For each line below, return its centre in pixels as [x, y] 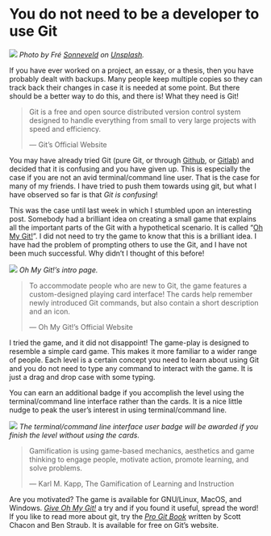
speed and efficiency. [65, 129]
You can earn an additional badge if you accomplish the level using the [127, 392]
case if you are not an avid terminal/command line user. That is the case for [135, 177]
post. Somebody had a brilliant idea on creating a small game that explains [133, 218]
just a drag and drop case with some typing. [82, 377]
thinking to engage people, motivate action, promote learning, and [139, 459]
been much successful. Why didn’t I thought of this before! [107, 253]
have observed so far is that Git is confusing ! [83, 194]
